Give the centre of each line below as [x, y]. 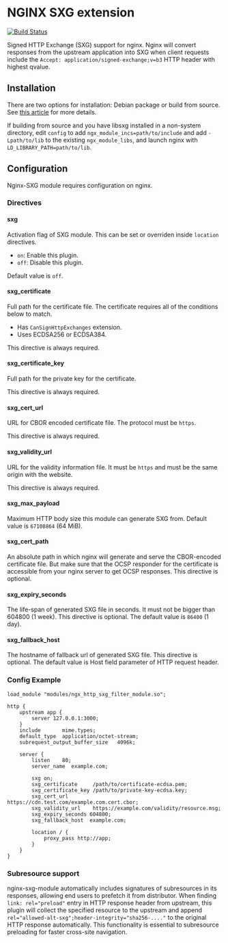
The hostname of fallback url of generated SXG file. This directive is [102, 655]
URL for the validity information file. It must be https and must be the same [112, 467]
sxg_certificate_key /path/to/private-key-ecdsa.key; [110, 790]
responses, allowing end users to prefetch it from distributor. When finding [112, 895]
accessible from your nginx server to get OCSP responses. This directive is [113, 571]
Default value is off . [35, 275]
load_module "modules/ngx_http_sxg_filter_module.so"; [87, 694]
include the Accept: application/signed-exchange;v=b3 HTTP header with [111, 59]
